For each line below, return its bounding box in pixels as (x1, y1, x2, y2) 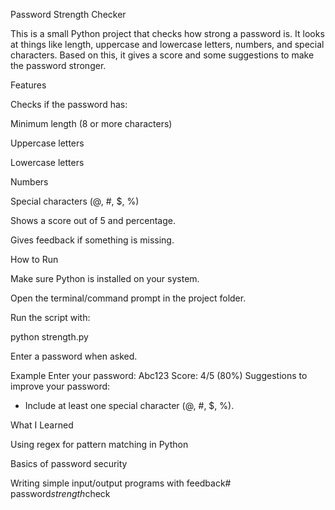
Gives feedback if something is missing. (10, 234, 175, 246)
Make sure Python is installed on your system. (10, 273, 200, 284)
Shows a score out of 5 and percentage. (10, 215, 176, 226)
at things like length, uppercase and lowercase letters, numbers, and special (10, 39, 325, 50)
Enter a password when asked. (10, 350, 138, 362)
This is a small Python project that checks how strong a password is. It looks (10, 28, 325, 39)
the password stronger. (10, 60, 107, 71)
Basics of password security (10, 458, 128, 469)
